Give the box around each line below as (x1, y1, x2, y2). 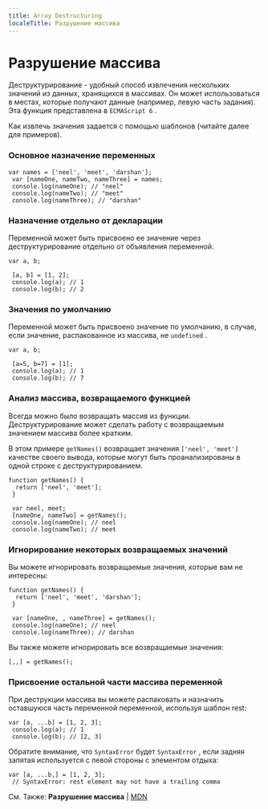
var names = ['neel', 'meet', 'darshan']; (8, 168, 152, 177)
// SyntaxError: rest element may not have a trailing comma (11, 778, 221, 787)
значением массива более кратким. (8, 428, 133, 437)
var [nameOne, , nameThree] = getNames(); (11, 614, 156, 622)
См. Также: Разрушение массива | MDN (8, 792, 148, 802)
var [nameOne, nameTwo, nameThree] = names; (11, 175, 163, 183)
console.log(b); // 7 (11, 374, 84, 382)
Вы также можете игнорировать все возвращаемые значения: (8, 642, 224, 652)
